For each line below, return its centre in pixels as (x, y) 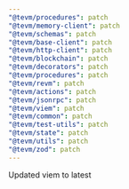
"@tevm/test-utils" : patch (58, 125)
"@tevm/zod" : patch (44, 149)
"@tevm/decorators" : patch (58, 67)
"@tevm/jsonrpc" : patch (52, 100)
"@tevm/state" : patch (48, 133)
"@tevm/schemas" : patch (52, 34)
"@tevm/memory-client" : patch (64, 26)
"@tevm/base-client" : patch (60, 42)
